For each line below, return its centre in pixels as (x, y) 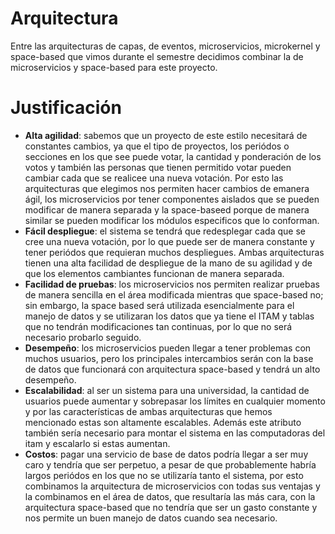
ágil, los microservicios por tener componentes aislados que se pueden (172, 199)
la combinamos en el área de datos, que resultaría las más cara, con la (170, 496)
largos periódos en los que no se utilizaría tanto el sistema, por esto (164, 475)
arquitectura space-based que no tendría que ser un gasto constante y (171, 507)
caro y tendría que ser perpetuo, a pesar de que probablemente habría (170, 464)
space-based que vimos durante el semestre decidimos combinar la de (157, 56)
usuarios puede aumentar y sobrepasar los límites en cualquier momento (175, 401)
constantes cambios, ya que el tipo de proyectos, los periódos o (157, 146)
